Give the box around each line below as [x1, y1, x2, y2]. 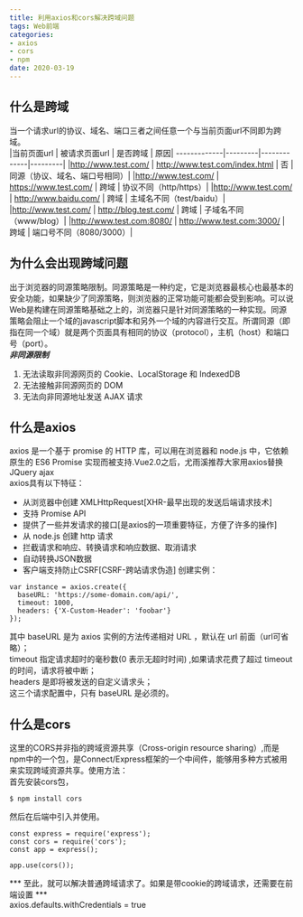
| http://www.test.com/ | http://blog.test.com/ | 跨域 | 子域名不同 [9, 204, 244, 215]
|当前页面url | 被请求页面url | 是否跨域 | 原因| [9, 147, 174, 158]
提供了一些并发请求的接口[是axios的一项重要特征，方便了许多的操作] [22, 519, 278, 530]
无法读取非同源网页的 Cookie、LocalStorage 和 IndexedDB [22, 368, 241, 379]
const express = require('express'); [9, 829, 151, 838]
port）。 [24, 338, 53, 349]
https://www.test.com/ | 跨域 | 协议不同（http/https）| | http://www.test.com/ [9, 182, 293, 192]
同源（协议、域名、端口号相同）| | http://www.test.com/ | [9, 170, 219, 181]
